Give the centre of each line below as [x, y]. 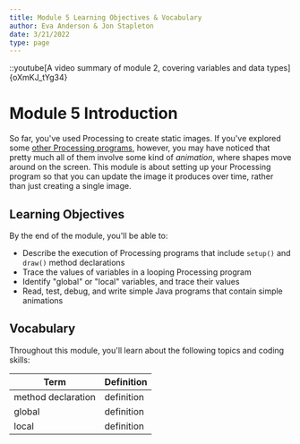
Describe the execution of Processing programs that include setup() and [156, 253]
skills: [20, 360]
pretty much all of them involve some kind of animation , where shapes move [150, 158]
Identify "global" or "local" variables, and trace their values [131, 282]
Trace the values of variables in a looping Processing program [137, 272]
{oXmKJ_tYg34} [39, 78]
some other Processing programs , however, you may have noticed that [140, 148]
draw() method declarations [73, 262]
